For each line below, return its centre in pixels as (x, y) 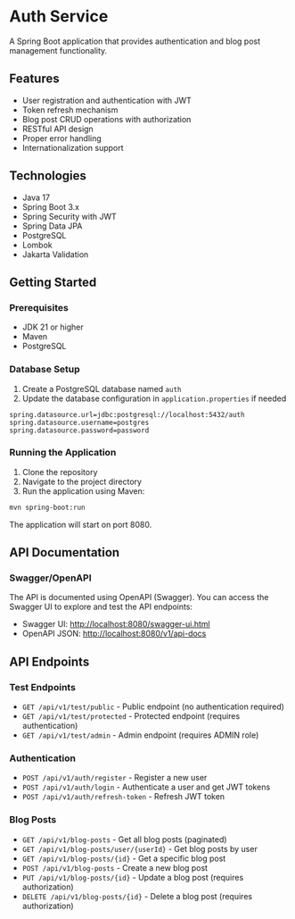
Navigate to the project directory (82, 481)
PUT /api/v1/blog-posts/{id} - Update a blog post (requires (133, 877)
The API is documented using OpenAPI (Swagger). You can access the (139, 597)
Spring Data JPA (52, 226)
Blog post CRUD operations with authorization (107, 119)
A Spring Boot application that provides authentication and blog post (135, 41)
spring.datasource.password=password (79, 430)
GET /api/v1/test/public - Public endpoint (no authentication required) (153, 706)
